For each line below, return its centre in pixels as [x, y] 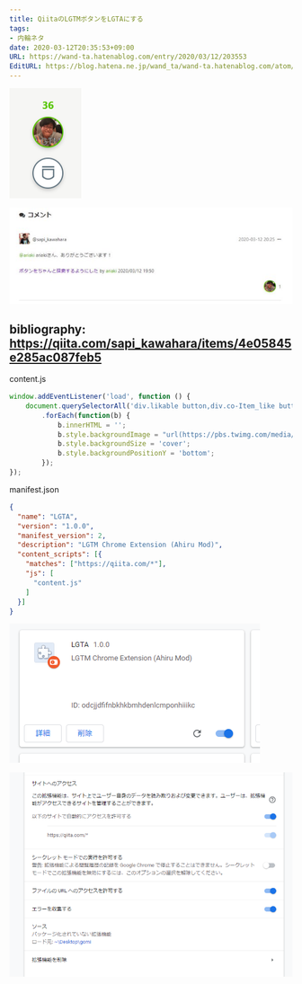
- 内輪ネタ [27, 38]
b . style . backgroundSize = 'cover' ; [124, 444]
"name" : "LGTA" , [48, 517]
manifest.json [35, 489]
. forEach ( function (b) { [86, 415]
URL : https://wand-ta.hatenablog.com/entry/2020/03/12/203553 [128, 57]
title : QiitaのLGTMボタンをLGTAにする [76, 19]
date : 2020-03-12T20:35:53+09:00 [72, 48]
